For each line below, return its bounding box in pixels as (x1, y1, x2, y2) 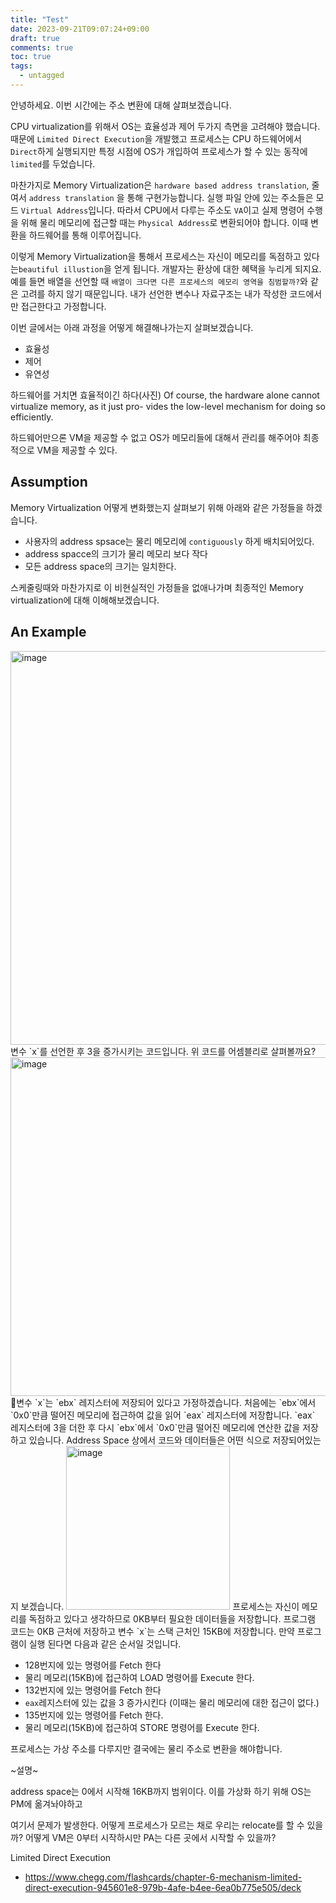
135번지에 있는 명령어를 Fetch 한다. (24, 1709, 164, 1721)
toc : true (10, 52, 52, 62)
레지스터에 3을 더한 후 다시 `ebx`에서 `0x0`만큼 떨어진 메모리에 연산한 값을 (10, 1421, 301, 1433)
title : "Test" (10, 14, 70, 25)
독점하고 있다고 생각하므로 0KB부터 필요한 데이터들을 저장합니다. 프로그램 (28, 1612, 316, 1625)
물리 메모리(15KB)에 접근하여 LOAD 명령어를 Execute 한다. (24, 1671, 255, 1683)
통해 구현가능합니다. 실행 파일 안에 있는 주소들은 (126, 191, 314, 203)
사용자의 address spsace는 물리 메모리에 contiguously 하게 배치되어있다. (24, 535, 315, 547)
